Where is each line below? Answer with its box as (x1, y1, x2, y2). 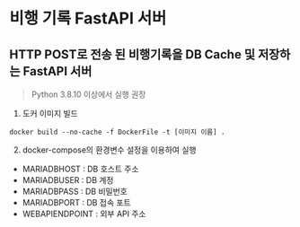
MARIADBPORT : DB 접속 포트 (22, 197, 132, 207)
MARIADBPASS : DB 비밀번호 (22, 186, 128, 196)
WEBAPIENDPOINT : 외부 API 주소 (22, 208, 146, 219)
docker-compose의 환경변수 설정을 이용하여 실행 (22, 144, 197, 155)
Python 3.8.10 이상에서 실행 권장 (31, 89, 146, 100)
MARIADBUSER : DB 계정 (22, 175, 114, 185)
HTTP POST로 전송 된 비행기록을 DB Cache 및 (9, 47, 256, 62)
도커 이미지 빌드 (22, 109, 78, 118)
